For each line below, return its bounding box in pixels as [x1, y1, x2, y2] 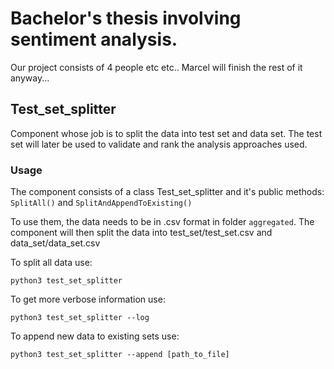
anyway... [10, 72, 50, 84]
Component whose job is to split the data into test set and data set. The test [10, 127, 323, 139]
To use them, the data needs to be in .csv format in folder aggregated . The [10, 216, 315, 228]
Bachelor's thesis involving [10, 7, 242, 30]
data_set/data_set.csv [10, 237, 101, 249]
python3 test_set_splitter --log [10, 313, 150, 323]
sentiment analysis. [10, 28, 178, 51]
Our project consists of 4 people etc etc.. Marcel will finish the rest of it [10, 61, 303, 73]
